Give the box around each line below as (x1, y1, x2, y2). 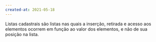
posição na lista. (5, 31, 39, 37)
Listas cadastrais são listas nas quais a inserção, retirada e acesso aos (5, 21, 151, 27)
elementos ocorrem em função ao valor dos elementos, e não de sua (5, 26, 148, 32)
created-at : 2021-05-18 (5, 7, 55, 12)
